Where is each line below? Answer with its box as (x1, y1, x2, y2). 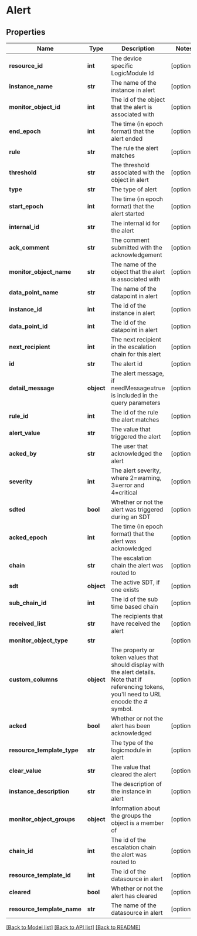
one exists (111, 586, 140, 593)
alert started (111, 210, 145, 218)
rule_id (9, 412, 29, 420)
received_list (9, 619, 46, 628)
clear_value (9, 766, 42, 775)
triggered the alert (111, 433, 161, 440)
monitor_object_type (9, 636, 69, 645)
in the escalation (111, 343, 157, 351)
